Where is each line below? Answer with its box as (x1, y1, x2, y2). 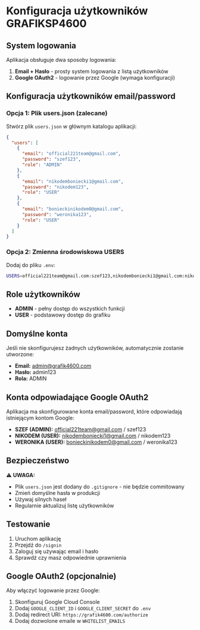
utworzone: (6, 351, 35, 358)
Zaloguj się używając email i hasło (14, 547, 99, 554)
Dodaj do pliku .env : (6, 261, 55, 268)
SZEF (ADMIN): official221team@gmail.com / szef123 (14, 425, 146, 432)
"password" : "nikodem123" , (21, 184, 89, 190)
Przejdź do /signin (14, 541, 62, 548)
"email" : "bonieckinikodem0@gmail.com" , (21, 206, 124, 212)
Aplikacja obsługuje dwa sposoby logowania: (6, 57, 117, 63)
